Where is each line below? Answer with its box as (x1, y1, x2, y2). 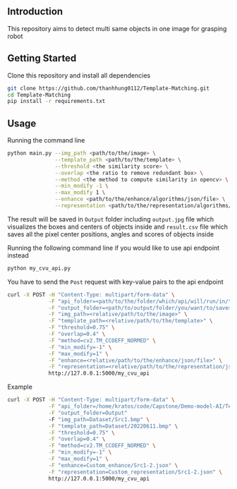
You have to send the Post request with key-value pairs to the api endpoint (7, 277, 224, 286)
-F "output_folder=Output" (48, 409, 128, 416)
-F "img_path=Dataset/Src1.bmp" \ (48, 416, 150, 423)
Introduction (7, 6, 63, 18)
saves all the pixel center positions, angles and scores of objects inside (7, 229, 214, 239)
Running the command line (7, 136, 85, 145)
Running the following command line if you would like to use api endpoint (7, 243, 220, 252)
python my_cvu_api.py (7, 265, 71, 272)
